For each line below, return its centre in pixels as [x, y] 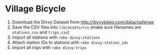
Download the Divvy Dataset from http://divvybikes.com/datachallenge [83, 22]
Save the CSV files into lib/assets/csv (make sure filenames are [77, 27]
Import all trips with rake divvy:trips [49, 47]
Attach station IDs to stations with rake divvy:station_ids [70, 42]
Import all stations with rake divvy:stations [56, 37]
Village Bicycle [36, 9]
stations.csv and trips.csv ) [40, 32]
